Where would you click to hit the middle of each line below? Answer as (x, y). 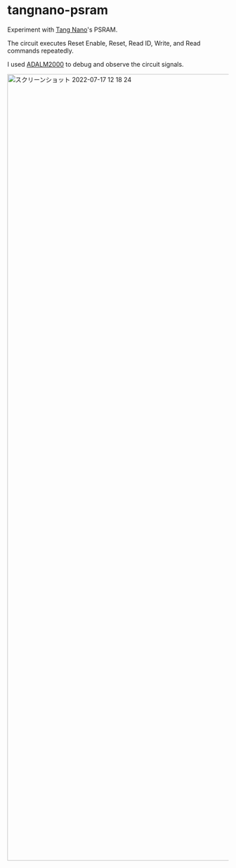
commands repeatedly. (40, 51)
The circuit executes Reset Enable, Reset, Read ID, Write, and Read (104, 43)
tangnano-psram (58, 10)
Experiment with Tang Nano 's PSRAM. (63, 29)
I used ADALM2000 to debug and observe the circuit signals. (96, 64)
